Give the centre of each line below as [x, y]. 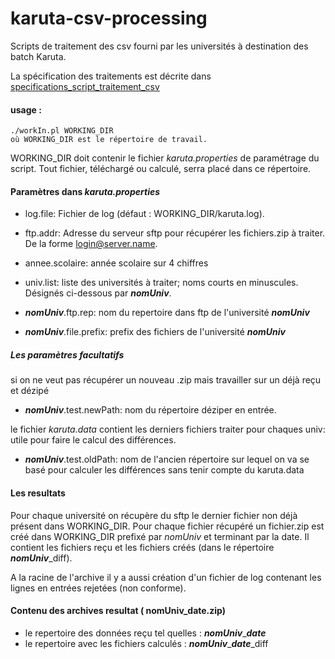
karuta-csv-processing [109, 18]
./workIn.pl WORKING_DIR [62, 131]
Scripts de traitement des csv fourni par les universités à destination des [159, 46]
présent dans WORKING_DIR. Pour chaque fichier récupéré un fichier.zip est [167, 526]
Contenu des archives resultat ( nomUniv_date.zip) [118, 611]
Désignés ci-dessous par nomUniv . [98, 293]
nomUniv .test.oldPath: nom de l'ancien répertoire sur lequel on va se [167, 459]
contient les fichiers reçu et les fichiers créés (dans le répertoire [142, 547]
